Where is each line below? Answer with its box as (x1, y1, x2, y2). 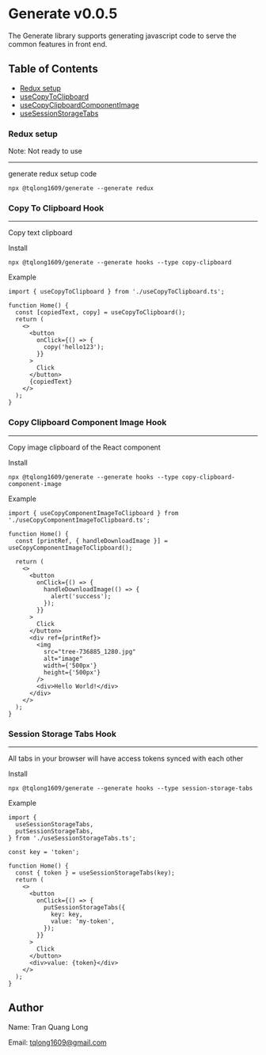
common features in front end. (8, 39, 108, 48)
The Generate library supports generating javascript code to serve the (8, 31, 237, 40)
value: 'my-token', (50, 917, 115, 925)
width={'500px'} (43, 662, 97, 670)
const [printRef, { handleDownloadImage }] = (15, 537, 169, 545)
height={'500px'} (43, 668, 101, 677)
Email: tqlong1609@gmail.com (8, 1038, 107, 1047)
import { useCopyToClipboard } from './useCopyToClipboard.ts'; (8, 288, 225, 296)
